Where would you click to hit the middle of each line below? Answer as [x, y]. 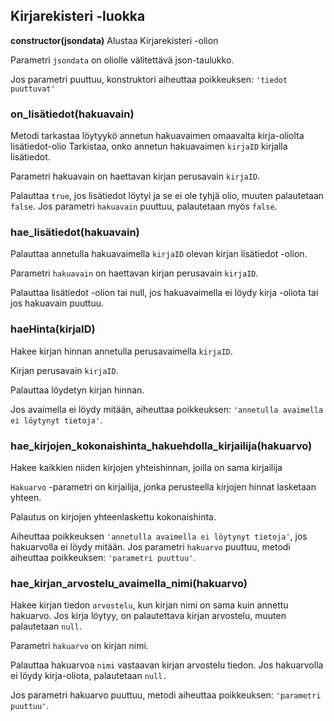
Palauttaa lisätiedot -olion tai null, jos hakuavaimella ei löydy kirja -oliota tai [164, 293]
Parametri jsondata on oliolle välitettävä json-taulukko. [122, 60]
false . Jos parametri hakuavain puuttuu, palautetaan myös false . [144, 206]
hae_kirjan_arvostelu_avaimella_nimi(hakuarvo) [129, 583]
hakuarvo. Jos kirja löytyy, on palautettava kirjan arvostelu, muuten [148, 616]
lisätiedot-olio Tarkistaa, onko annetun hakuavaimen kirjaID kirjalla [149, 146]
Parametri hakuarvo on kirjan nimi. [79, 646]
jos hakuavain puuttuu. [57, 303]
